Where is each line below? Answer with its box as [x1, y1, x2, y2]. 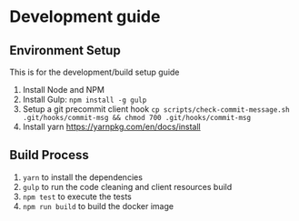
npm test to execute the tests [22, 191, 132, 202]
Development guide [9, 6, 161, 27]
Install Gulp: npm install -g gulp [22, 94, 147, 105]
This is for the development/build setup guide [9, 66, 180, 77]
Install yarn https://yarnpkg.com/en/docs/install [22, 121, 202, 132]
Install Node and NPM [22, 85, 105, 95]
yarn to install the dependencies [22, 171, 144, 183]
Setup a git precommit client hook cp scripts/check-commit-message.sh [22, 104, 291, 115]
